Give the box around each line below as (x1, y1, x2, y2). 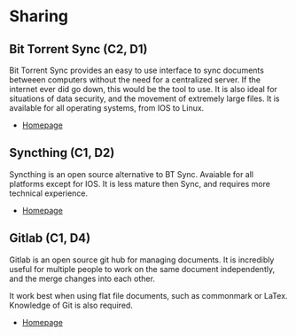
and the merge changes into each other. (9, 273, 155, 284)
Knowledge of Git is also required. (9, 300, 133, 310)
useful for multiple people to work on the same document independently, (9, 263, 276, 274)
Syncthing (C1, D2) (9, 145, 115, 160)
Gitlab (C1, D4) (9, 231, 91, 246)
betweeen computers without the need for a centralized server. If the (9, 74, 261, 85)
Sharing (9, 6, 69, 27)
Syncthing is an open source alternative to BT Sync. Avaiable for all (9, 168, 254, 179)
